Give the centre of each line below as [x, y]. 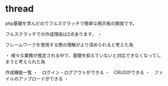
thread [19, 9]
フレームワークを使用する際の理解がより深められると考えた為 [69, 45]
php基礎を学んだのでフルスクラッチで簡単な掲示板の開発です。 [71, 23]
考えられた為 [32, 61]
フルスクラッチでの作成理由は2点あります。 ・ [54, 34]
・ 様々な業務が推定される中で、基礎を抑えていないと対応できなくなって [81, 55]
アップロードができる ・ [44, 78]
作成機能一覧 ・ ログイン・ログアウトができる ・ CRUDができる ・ [78, 72]
